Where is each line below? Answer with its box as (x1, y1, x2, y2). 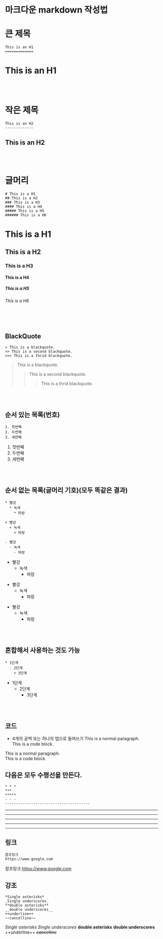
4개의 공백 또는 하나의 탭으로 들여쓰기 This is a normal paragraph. (12, 736, 140, 742)
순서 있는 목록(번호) (5, 410, 60, 419)
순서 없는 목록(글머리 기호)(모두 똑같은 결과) (5, 486, 128, 495)
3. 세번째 (5, 435, 22, 440)
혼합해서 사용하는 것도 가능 (5, 646, 80, 655)
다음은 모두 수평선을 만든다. (5, 771, 82, 779)
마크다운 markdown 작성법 (5, 4, 108, 16)
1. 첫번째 (5, 425, 22, 430)
